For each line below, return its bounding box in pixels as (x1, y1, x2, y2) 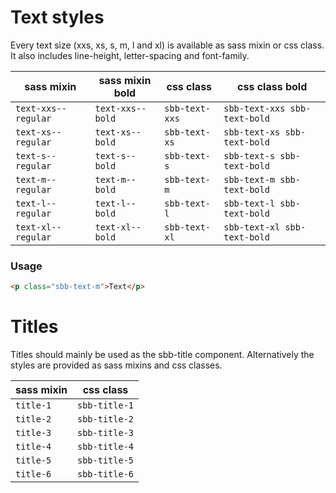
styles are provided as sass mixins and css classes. (10, 359, 223, 371)
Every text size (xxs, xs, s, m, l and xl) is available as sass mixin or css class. (10, 39, 325, 51)
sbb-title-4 (76, 441, 135, 453)
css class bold (237, 79, 308, 93)
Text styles (10, 6, 105, 29)
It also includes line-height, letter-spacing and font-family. (10, 49, 250, 61)
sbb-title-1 (76, 400, 135, 411)
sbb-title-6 (76, 469, 135, 480)
